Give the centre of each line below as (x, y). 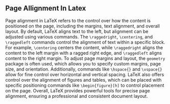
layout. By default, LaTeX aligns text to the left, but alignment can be (77, 31)
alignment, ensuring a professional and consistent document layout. (77, 96)
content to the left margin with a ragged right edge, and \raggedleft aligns (84, 53)
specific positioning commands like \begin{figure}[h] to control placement (85, 85)
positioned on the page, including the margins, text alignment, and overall (82, 26)
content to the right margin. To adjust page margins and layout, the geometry (85, 58)
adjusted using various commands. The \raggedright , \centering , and (79, 37)
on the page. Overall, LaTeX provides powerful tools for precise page (78, 90)
